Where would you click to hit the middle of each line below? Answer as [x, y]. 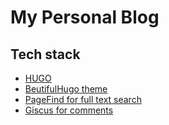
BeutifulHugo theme [66, 89]
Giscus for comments [69, 110]
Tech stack [45, 54]
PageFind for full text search [83, 99]
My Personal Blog [85, 17]
